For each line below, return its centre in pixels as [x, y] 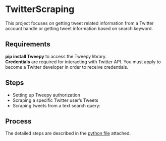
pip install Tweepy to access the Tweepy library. [56, 56]
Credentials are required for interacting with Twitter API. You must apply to [83, 62]
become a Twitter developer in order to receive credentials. [67, 67]
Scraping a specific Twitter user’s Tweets [55, 100]
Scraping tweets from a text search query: [57, 105]
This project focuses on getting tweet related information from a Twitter [79, 23]
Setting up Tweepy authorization [46, 95]
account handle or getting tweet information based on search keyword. [79, 28]
